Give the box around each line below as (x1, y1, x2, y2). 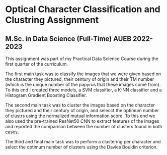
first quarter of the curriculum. (5, 61, 68, 67)
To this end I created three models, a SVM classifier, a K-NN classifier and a (5, 87, 162, 93)
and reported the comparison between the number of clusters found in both (5, 124, 162, 129)
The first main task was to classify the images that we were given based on (5, 71, 161, 77)
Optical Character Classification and (5, 4, 161, 15)
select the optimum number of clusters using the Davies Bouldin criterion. (5, 144, 158, 150)
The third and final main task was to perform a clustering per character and (5, 139, 161, 144)
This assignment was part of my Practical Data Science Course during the (5, 56, 158, 62)
